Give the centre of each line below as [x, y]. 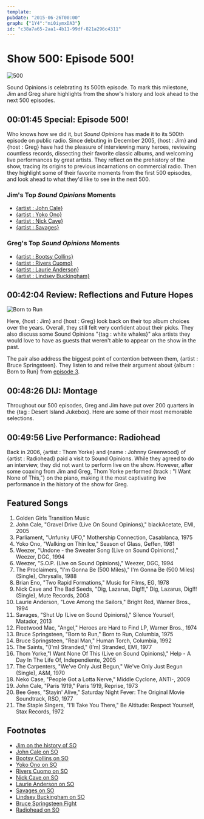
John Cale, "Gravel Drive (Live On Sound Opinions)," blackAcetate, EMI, [105, 524]
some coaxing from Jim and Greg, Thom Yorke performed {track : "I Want [99, 472]
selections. [21, 418]
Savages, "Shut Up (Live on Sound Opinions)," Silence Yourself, [95, 614]
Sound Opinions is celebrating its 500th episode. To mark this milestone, [98, 87]
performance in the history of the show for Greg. [68, 484]
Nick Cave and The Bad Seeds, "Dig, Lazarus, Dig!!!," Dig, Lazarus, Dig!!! [106, 589]
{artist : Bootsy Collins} [44, 256]
